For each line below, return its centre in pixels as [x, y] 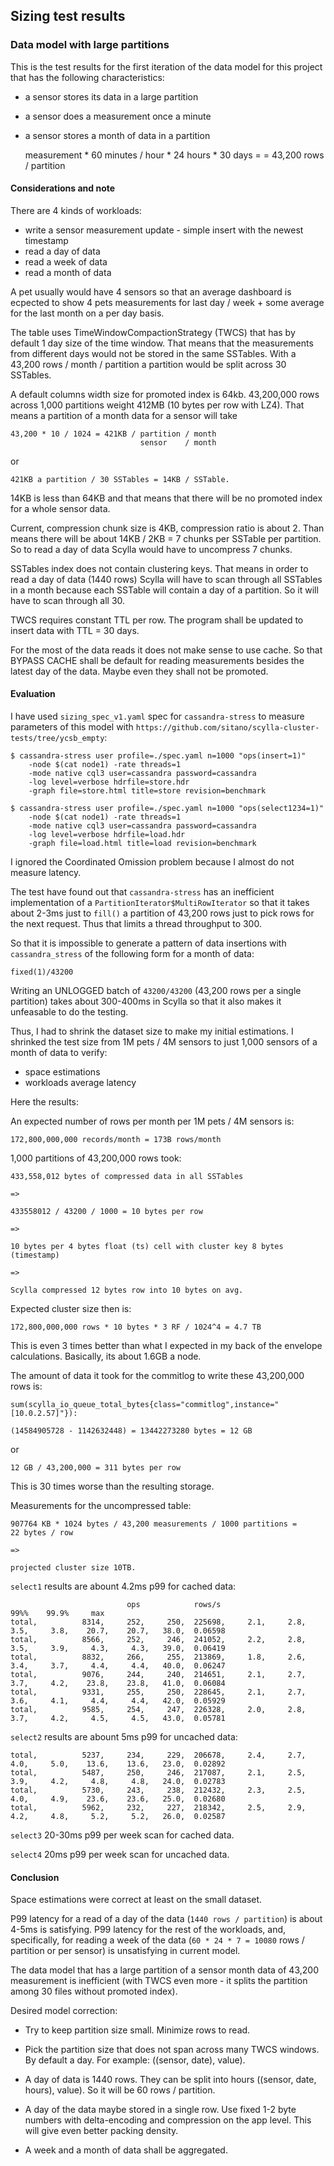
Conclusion [35, 1877]
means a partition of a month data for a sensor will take [124, 415]
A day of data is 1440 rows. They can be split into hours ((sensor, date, [170, 2080]
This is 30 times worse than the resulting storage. [112, 1486]
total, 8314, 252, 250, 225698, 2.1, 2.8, [158, 1622]
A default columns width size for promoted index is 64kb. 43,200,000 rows [165, 394]
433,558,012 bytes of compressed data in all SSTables [127, 1177]
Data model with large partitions [90, 45]
